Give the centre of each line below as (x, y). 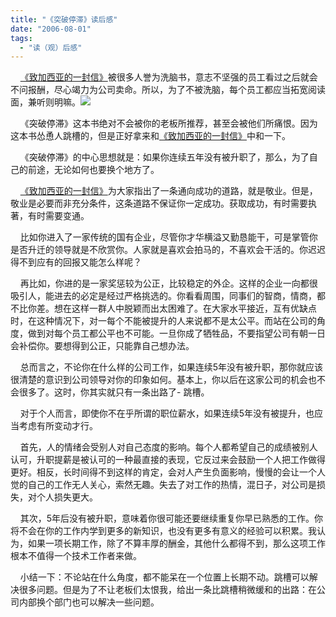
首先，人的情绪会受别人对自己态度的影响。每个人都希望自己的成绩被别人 (168, 447)
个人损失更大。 (67, 497)
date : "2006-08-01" (51, 29)
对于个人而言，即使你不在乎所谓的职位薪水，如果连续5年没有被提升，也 (167, 413)
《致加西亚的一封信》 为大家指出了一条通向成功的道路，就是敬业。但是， (168, 191)
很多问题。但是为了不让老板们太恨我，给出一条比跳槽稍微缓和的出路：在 (167, 590)
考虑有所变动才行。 (58, 426)
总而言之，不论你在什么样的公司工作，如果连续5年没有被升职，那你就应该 (171, 367)
